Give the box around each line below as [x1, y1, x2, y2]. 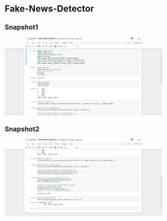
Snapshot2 [4, 124, 39, 133]
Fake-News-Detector [4, 3, 94, 14]
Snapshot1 [4, 23, 38, 31]
